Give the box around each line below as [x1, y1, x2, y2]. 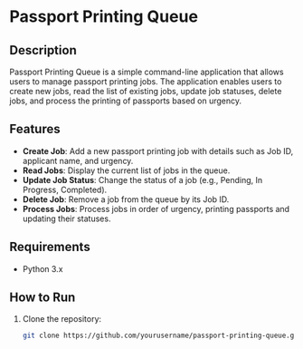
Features [9, 121, 61, 137]
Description [9, 43, 77, 58]
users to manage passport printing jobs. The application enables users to [9, 76, 282, 87]
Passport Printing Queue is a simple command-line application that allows [9, 66, 284, 77]
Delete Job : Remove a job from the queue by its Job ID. [22, 193, 230, 205]
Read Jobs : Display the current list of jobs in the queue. [22, 165, 231, 176]
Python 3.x [22, 263, 63, 274]
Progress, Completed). [22, 184, 108, 195]
